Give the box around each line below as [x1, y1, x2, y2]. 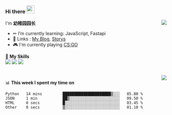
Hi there [5, 8, 26, 15]
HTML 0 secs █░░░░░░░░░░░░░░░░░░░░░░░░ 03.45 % [5, 100, 143, 106]
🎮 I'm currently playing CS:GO [12, 41, 78, 48]
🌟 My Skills [5, 54, 30, 60]
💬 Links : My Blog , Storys [12, 36, 66, 42]
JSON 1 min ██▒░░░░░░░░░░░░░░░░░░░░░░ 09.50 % [5, 96, 143, 101]
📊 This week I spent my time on [5, 80, 75, 86]
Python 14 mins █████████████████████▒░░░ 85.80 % [5, 91, 143, 97]
